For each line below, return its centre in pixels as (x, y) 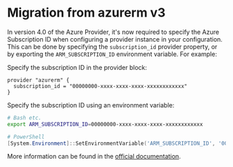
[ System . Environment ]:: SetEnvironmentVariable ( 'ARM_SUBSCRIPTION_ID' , (111, 143)
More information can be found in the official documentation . (94, 157)
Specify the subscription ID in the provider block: (77, 67)
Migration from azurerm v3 (86, 13)
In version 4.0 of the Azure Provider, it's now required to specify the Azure (113, 32)
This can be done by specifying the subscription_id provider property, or (112, 46)
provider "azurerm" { (38, 80)
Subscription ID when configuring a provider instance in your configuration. (115, 39)
